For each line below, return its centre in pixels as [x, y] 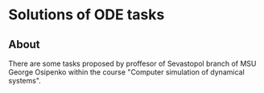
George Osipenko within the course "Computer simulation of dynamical [127, 72]
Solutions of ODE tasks [87, 15]
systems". [25, 81]
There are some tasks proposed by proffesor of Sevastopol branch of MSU [132, 63]
